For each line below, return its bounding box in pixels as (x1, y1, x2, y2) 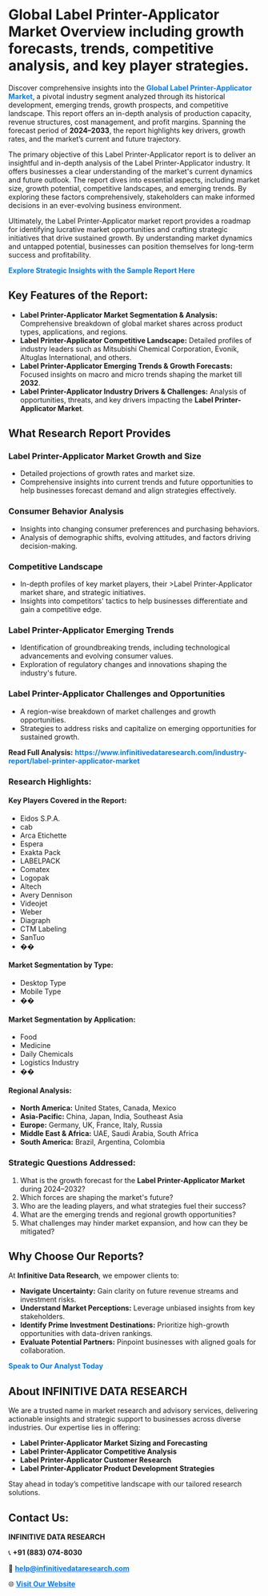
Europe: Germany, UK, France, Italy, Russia (19, 1120, 162, 1130)
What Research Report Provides (8, 426, 171, 441)
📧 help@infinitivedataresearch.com (8, 1564, 130, 1574)
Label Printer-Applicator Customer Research (19, 1455, 172, 1465)
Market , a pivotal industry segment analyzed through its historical (8, 91, 226, 101)
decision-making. (19, 541, 78, 550)
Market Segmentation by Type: (8, 960, 114, 970)
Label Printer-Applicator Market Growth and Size (8, 450, 202, 462)
